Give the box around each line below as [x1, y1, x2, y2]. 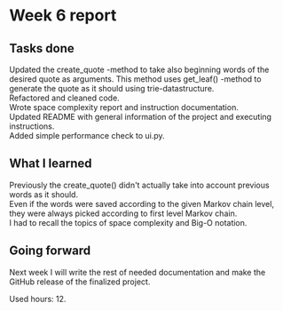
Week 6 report [9, 5, 117, 26]
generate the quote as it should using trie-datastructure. [9, 84, 215, 93]
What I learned [9, 156, 92, 171]
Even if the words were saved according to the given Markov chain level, [9, 198, 275, 209]
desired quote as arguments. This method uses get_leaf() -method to [9, 74, 262, 84]
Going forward [9, 243, 91, 259]
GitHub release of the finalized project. [9, 276, 151, 287]
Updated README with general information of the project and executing [9, 112, 272, 122]
